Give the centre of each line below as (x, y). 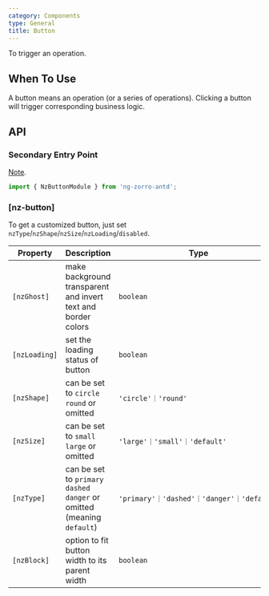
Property (35, 253)
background (88, 277)
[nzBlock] (31, 561)
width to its (86, 561)
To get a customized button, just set (67, 225)
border (78, 317)
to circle (82, 393)
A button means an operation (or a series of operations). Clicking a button (130, 98)
